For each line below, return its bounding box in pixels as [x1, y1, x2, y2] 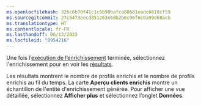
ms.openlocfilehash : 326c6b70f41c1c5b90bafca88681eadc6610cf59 [6, 9, 171, 15]
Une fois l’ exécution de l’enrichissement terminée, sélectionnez [6, 54, 165, 61]
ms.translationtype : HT [6, 20, 67, 26]
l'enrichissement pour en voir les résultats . [6, 60, 114, 68]
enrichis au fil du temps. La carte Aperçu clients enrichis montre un [6, 79, 178, 86]
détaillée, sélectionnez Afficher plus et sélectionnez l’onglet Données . [6, 92, 185, 99]
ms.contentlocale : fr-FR [6, 26, 70, 32]
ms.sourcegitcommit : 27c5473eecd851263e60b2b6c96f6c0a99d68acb [6, 15, 171, 21]
